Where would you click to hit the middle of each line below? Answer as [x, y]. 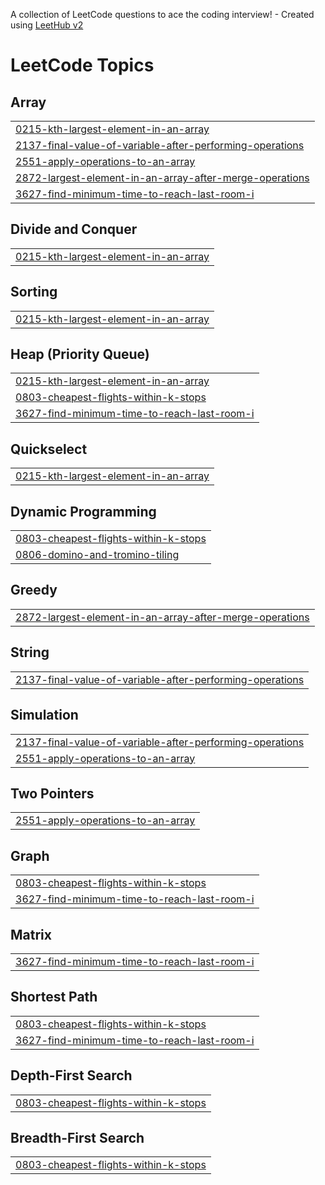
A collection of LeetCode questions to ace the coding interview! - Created [162, 14]
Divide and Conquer [74, 229]
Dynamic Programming [83, 511]
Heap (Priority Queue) [80, 354]
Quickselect [49, 449]
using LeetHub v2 [47, 25]
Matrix [31, 934]
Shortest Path [54, 997]
